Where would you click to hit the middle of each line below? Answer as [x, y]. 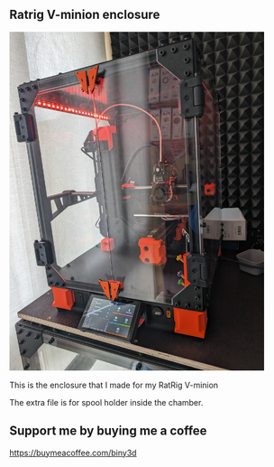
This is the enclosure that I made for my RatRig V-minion [114, 385]
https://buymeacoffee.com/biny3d [73, 453]
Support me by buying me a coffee [108, 431]
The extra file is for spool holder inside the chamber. [106, 402]
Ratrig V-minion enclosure [85, 15]
